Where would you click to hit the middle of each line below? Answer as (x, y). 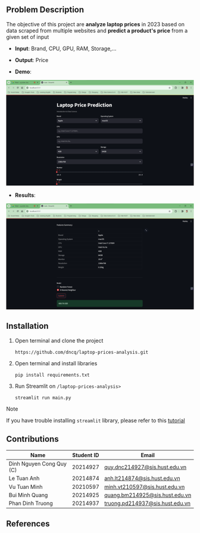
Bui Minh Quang (28, 495)
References (28, 524)
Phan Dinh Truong (31, 503)
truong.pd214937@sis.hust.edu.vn (147, 503)
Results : (25, 195)
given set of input (28, 37)
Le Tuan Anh (24, 478)
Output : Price (32, 60)
